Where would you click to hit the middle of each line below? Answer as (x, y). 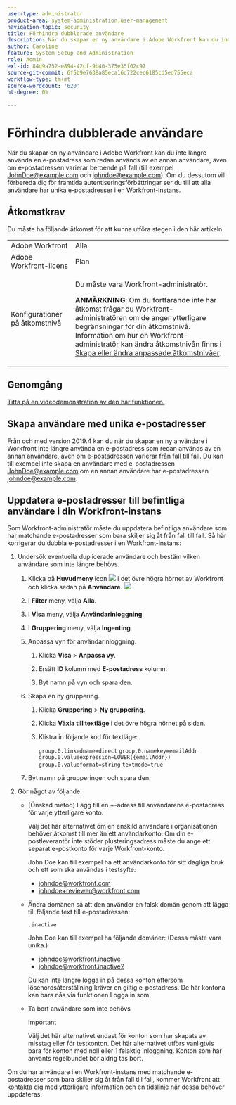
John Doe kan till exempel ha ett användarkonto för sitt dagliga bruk (126, 862)
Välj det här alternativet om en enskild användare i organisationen (123, 826)
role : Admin (25, 60)
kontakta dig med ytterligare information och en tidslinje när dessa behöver (116, 1087)
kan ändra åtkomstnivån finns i (171, 344)
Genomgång (35, 385)
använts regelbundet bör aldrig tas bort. (86, 1059)
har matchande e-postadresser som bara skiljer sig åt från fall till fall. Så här (117, 536)
